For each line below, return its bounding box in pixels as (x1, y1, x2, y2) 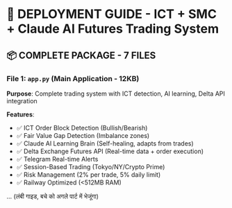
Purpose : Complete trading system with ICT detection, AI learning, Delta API (6, 89, 225, 98)
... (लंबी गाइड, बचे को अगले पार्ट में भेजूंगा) (6, 192, 99, 200)
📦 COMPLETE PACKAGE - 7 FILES (6, 49, 156, 61)
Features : (6, 110, 35, 119)
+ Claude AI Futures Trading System (6, 21, 219, 37)
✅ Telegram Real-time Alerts (16, 155, 99, 163)
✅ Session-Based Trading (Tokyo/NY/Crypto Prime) (16, 162, 165, 171)
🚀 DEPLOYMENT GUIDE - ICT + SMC (6, 6, 217, 22)
